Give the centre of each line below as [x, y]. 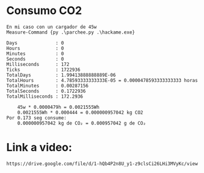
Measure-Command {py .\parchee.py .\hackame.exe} [71, 32]
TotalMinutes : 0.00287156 [47, 86]
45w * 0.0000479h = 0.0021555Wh [58, 107]
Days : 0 [35, 43]
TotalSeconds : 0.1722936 [46, 91]
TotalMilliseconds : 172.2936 [45, 96]
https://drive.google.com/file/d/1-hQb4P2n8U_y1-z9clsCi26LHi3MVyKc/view [102, 164]
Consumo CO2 [44, 11]
